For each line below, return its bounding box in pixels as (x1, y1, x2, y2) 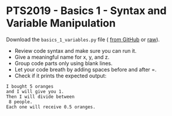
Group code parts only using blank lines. (14, 60, 113, 67)
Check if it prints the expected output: (14, 72, 107, 79)
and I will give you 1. (6, 88, 65, 94)
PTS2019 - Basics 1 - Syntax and (6, 4, 167, 18)
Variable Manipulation (6, 16, 116, 30)
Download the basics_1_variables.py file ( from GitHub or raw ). (6, 36, 160, 43)
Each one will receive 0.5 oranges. (6, 104, 96, 110)
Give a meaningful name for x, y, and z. (14, 53, 110, 60)
